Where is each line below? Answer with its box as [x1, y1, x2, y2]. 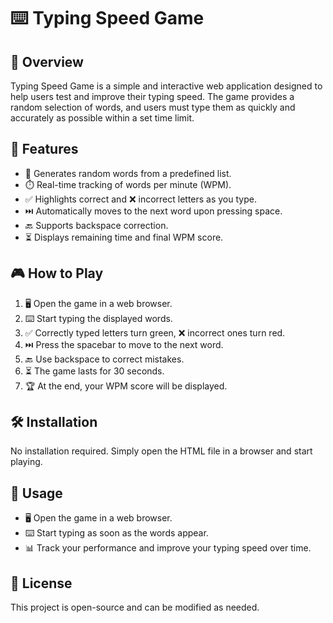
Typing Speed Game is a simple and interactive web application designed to [10, 80, 323, 92]
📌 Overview [10, 53, 84, 70]
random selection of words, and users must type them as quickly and [10, 101, 296, 113]
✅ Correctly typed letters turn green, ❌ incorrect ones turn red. [24, 326, 286, 339]
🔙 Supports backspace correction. [24, 219, 169, 231]
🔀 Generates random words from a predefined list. [24, 167, 232, 179]
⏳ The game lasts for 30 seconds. [24, 365, 165, 377]
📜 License [10, 575, 73, 592]
